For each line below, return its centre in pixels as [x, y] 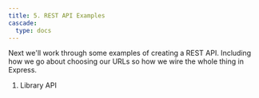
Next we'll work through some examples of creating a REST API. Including [130, 53]
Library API [38, 85]
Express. [23, 70]
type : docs [34, 30]
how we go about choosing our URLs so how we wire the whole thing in [126, 61]
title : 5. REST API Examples [57, 16]
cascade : [23, 23]
